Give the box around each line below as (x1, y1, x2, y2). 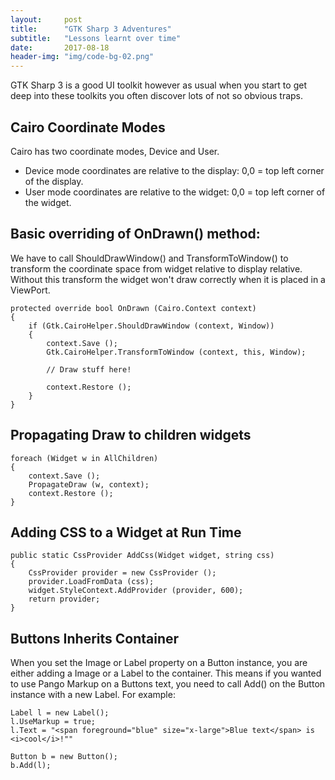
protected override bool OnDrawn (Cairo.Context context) (10, 303, 257, 313)
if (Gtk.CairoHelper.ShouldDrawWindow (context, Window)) (28, 321, 275, 331)
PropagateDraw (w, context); (28, 479, 150, 490)
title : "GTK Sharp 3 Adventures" (10, 24, 172, 34)
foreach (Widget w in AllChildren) (10, 453, 159, 463)
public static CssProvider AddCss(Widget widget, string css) (10, 551, 275, 561)
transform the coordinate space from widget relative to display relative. (10, 262, 303, 275)
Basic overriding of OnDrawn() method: (10, 226, 261, 243)
